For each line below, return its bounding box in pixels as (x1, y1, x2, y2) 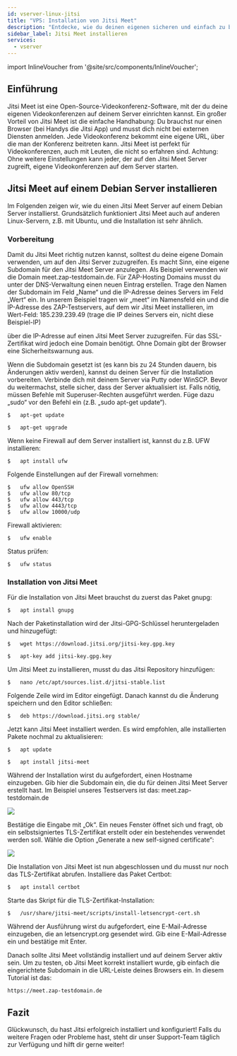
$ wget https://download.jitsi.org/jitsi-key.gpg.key (7, 641, 175, 648)
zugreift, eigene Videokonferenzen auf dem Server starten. (7, 162, 178, 171)
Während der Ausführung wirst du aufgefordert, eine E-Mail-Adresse (7, 922, 207, 931)
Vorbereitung (7, 234, 54, 244)
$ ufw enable (7, 534, 52, 541)
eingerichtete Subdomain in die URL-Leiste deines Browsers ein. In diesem (7, 966, 224, 975)
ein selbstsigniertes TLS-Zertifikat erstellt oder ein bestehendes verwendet (7, 828, 226, 837)
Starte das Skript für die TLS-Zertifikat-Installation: (7, 896, 155, 905)
